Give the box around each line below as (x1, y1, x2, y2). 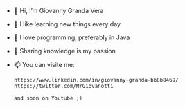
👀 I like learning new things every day (13, 20, 121, 28)
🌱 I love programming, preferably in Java (13, 33, 130, 42)
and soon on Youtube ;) (13, 95, 83, 102)
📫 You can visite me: (13, 61, 75, 69)
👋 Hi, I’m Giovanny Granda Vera (13, 7, 104, 15)
